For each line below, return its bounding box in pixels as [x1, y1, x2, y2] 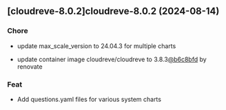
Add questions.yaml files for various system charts [17, 95, 162, 103]
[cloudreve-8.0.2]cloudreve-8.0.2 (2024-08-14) [7, 5, 220, 17]
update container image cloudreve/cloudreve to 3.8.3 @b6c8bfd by [17, 55, 207, 63]
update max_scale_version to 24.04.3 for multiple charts [17, 41, 176, 50]
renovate [17, 62, 43, 71]
